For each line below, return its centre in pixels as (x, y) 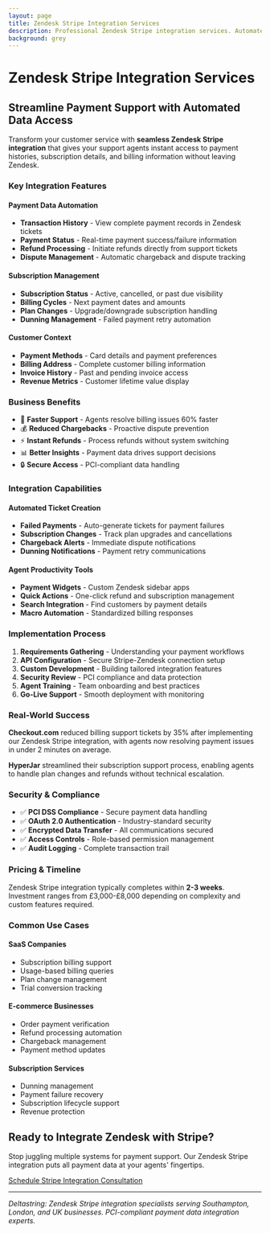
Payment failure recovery (61, 1095)
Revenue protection (53, 1112)
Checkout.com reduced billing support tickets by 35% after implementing (131, 732)
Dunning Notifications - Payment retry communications (113, 551)
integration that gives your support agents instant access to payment (123, 148)
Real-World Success (49, 715)
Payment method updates (63, 1050)
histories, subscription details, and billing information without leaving (122, 157)
